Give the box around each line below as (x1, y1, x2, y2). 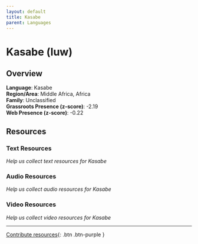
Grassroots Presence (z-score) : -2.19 (6, 103, 98, 110)
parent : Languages (6, 19, 51, 25)
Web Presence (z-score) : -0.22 (6, 109, 84, 116)
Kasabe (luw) (6, 45, 72, 58)
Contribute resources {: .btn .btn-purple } (6, 231, 105, 238)
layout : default (6, 8, 46, 15)
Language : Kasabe (6, 84, 52, 92)
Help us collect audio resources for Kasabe (6, 186, 112, 193)
